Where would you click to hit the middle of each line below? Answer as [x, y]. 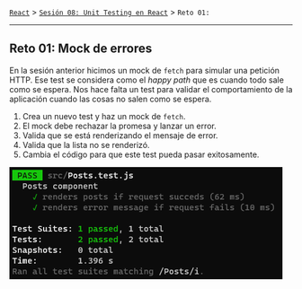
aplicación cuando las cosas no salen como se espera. [111, 99]
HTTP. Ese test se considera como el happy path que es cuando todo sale [147, 80]
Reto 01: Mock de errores [81, 49]
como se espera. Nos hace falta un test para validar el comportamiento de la [151, 89]
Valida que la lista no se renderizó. [86, 144]
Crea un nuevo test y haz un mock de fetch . [104, 116]
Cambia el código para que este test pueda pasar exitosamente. [141, 154]
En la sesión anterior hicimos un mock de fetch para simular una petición [145, 70]
